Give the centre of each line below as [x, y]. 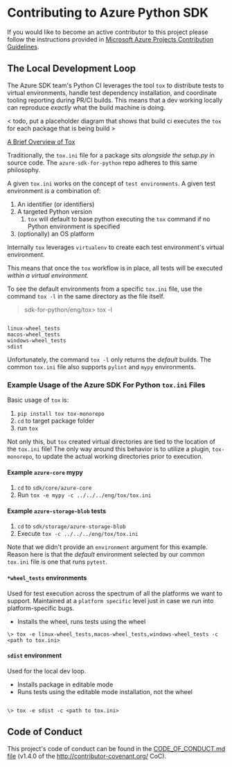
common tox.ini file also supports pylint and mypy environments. [101, 366]
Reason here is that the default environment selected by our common [106, 555]
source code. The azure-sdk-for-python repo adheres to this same [102, 162]
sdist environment [35, 656]
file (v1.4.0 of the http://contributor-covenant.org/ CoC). [87, 756]
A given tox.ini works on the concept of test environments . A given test [111, 183]
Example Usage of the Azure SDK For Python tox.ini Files [106, 385]
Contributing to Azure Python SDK [108, 13]
